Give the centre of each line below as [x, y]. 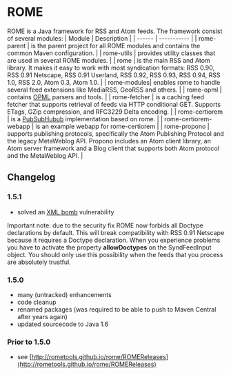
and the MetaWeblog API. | [45, 155]
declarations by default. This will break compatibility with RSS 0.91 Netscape [116, 232]
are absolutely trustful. [39, 262]
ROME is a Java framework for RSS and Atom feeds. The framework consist [115, 31]
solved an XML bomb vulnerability [66, 212]
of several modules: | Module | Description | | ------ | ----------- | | [102, 38]
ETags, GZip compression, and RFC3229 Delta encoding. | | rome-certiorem [115, 112]
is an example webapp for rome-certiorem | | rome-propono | [122, 126]
